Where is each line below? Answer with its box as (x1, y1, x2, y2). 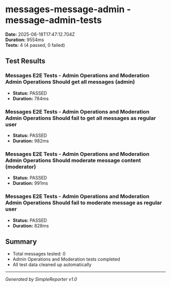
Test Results (5, 57, 46, 66)
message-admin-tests (5, 14, 102, 26)
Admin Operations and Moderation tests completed (12, 256, 121, 263)
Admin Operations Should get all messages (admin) (5, 78, 135, 85)
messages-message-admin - (5, 4, 131, 15)
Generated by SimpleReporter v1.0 (5, 276, 77, 282)
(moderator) (5, 163, 37, 170)
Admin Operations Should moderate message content (5, 157, 141, 164)
